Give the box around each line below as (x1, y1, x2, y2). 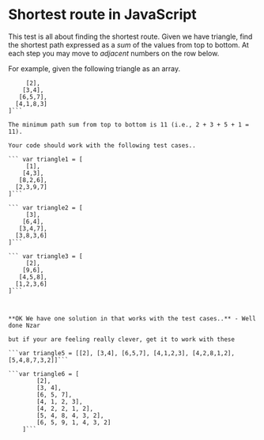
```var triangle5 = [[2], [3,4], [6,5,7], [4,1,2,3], (8, 349, 190, 357)
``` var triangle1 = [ (8, 155, 83, 163)
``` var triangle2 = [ (8, 203, 83, 211)
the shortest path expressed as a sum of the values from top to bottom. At (8, 40, 249, 49)
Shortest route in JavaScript (8, 6, 198, 24)
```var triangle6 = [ (8, 370, 80, 377)
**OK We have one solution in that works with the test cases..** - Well (8, 314, 257, 322)
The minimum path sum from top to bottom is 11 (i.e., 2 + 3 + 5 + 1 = (8, 120, 249, 128)
